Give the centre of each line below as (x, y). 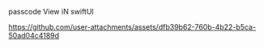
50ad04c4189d (34, 36)
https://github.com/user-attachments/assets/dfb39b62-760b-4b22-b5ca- (132, 27)
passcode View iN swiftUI (51, 12)
